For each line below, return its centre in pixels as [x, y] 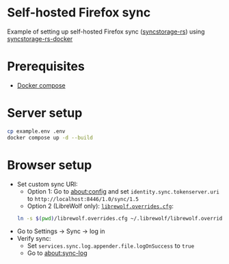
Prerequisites [46, 67]
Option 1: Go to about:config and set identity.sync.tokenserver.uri [123, 191]
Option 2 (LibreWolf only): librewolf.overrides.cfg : [100, 206]
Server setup [45, 113]
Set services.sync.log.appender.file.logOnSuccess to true [111, 246]
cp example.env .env [37, 131]
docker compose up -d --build [50, 137]
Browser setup [50, 165]
